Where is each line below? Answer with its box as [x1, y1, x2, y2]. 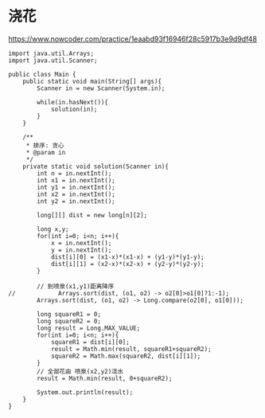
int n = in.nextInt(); [37, 169, 112, 178]
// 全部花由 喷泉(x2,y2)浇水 [37, 367, 124, 375]
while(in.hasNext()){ [37, 98, 109, 106]
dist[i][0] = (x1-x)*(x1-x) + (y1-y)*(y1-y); [50, 252, 205, 261]
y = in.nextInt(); [50, 246, 112, 254]
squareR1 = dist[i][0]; [50, 338, 130, 346]
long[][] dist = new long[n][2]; [37, 211, 148, 219]
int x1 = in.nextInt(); [37, 176, 115, 184]
